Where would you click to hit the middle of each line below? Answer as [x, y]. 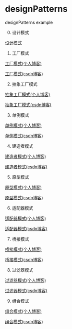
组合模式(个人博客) [24, 311]
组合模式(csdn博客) [24, 321]
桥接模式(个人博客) [24, 249]
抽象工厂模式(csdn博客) [28, 104]
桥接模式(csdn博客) [24, 260]
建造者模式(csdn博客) [26, 167]
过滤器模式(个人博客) [26, 280]
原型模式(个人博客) [24, 187]
